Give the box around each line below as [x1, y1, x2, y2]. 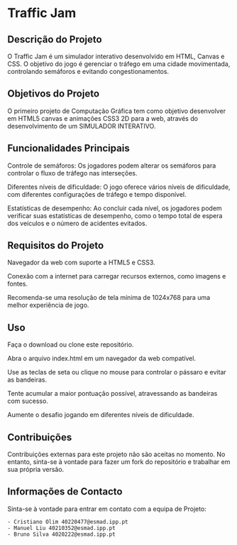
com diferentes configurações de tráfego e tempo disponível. [7, 190, 187, 198]
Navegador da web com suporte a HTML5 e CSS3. [7, 258, 155, 267]
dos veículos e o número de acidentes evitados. [7, 219, 148, 227]
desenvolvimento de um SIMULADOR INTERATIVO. [7, 122, 156, 130]
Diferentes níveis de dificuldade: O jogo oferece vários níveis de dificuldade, [7, 183, 231, 191]
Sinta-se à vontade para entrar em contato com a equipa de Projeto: [7, 504, 207, 513]
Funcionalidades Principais [7, 142, 130, 154]
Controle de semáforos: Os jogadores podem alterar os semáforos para [7, 161, 216, 170]
